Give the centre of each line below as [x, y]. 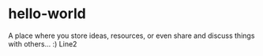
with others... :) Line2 [43, 43]
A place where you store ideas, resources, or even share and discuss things [131, 35]
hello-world [47, 14]
